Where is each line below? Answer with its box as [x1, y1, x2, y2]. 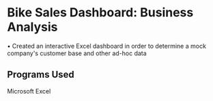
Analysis [7, 19, 58, 35]
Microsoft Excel [7, 87, 51, 95]
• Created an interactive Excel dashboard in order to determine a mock [7, 42, 207, 50]
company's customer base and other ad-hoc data [7, 49, 147, 57]
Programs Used [7, 69, 75, 81]
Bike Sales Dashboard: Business [7, 5, 194, 20]
